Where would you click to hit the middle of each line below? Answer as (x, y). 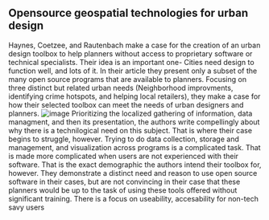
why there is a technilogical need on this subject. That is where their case (130, 130)
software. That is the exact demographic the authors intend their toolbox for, (135, 165)
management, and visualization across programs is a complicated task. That (134, 147)
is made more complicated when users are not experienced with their (124, 156)
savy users (27, 207)
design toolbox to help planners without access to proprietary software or (130, 53)
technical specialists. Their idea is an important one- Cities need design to (132, 62)
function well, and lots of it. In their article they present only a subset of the (133, 71)
